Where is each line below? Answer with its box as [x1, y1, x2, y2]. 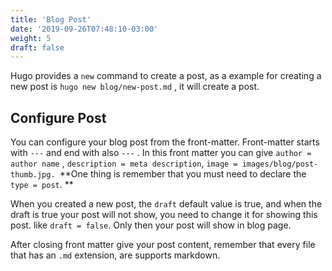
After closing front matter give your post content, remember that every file [10, 239, 316, 251]
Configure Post [10, 109, 107, 126]
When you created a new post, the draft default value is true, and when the [10, 198, 323, 210]
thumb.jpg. [10, 170, 56, 180]
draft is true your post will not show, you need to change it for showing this [10, 209, 318, 221]
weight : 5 [10, 33, 52, 43]
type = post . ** [10, 179, 74, 191]
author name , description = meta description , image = [10, 157, 238, 170]
